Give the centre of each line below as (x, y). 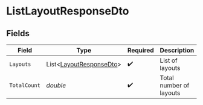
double (56, 85)
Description (177, 50)
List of (169, 60)
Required (140, 50)
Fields (18, 33)
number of (175, 85)
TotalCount (25, 85)
